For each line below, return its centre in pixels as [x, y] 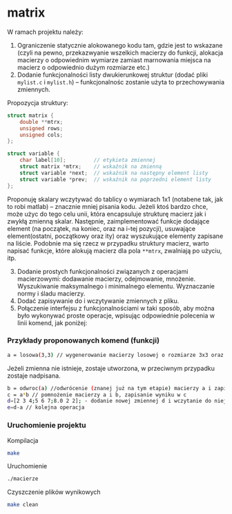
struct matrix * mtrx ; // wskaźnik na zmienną [91, 167]
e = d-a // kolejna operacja [46, 407]
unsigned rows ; [41, 128]
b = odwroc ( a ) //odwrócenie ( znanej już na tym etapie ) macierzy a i [109, 388]
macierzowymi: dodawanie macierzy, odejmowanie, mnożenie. [106, 279]
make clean [23, 505]
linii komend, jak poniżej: [52, 322]
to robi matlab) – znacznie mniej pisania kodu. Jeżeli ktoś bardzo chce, [108, 206]
